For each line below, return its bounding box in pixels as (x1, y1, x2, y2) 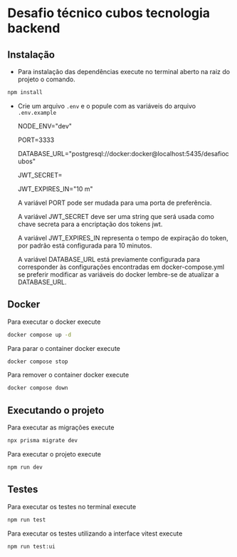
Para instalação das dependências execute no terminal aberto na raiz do (17, 68, 230, 76)
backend (7, 20, 60, 36)
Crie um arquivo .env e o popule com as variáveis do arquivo (17, 101, 196, 110)
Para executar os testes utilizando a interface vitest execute (7, 529, 183, 538)
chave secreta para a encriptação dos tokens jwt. (17, 220, 163, 228)
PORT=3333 (17, 136, 55, 144)
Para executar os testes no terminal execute (7, 502, 137, 511)
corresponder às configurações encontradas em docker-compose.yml (17, 262, 225, 271)
